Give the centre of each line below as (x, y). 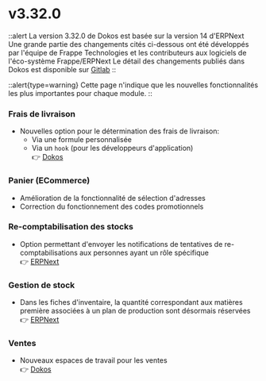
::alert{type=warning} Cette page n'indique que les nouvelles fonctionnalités (133, 85)
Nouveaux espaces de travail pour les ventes (94, 360)
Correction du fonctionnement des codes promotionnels (112, 206)
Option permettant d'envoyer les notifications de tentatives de (121, 244)
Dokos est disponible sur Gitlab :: (62, 69)
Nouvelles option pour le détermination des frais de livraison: (120, 131)
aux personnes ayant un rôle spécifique (144, 252)
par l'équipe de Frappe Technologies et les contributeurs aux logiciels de (127, 52)
